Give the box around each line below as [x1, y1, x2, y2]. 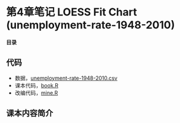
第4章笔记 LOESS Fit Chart [6, 5, 137, 19]
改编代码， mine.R [14, 89, 58, 96]
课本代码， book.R [14, 82, 58, 89]
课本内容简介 [6, 108, 53, 118]
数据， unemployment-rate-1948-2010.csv [14, 75, 118, 82]
